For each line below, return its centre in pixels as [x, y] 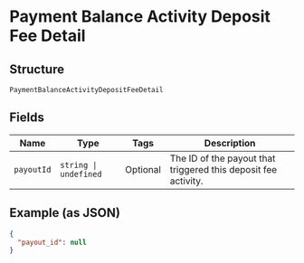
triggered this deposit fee [223, 169]
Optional [143, 169]
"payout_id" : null [52, 242]
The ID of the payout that [223, 158]
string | [79, 165]
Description [230, 143]
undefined [81, 174]
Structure [37, 69]
